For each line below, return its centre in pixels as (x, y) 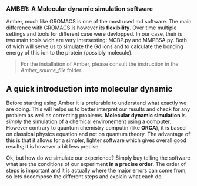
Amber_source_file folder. (51, 70)
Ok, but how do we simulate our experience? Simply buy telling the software (98, 158)
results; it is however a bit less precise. (53, 147)
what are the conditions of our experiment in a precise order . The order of (96, 164)
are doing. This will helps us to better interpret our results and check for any (98, 109)
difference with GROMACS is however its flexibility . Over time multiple (91, 28)
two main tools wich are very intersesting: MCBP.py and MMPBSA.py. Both (96, 40)
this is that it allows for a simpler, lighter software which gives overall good (96, 140)
